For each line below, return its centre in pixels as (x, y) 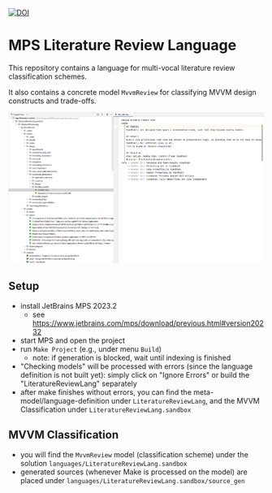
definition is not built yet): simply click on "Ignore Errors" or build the (135, 374)
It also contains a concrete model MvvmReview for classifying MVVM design (133, 92)
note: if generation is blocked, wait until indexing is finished (132, 357)
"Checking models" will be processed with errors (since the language (136, 366)
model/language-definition (65, 400)
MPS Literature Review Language (123, 45)
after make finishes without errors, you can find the (106, 392)
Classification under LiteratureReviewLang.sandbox (106, 409)
